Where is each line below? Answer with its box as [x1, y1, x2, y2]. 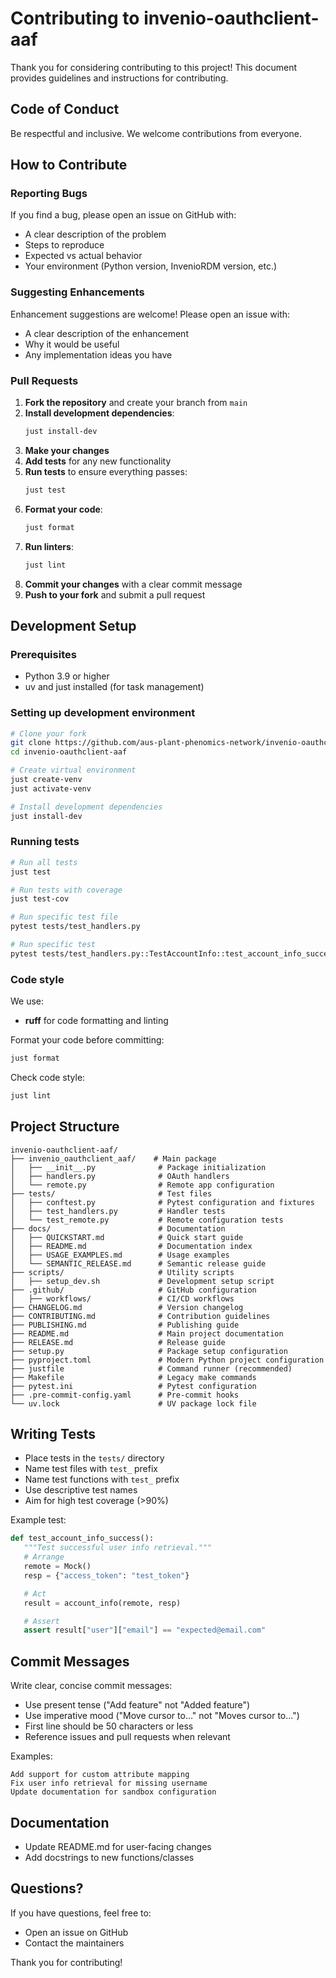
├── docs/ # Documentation [10, 1223, 226, 1234]
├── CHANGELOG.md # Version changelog [10, 1302, 244, 1312]
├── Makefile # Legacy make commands [10, 1372, 257, 1382]
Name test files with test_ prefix [24, 1463, 158, 1475]
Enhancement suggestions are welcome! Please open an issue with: [10, 308, 291, 320]
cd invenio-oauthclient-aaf [10, 747, 128, 757]
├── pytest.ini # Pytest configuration [10, 1381, 257, 1391]
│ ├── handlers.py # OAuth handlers [10, 1171, 230, 1181]
